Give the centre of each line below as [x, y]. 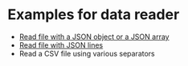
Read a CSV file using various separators [87, 53]
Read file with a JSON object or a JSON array [94, 37]
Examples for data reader [94, 15]
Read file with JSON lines [61, 45]
